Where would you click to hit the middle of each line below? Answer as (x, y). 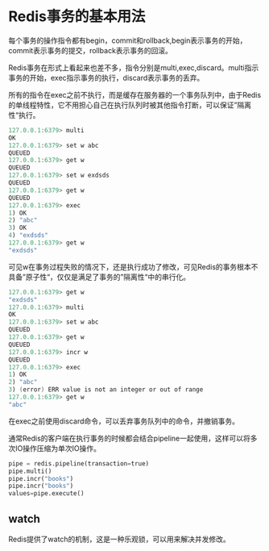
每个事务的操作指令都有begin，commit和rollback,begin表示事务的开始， (128, 40)
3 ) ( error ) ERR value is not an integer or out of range (106, 390)
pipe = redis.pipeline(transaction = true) (79, 463)
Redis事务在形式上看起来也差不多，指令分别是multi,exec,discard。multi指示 (134, 67)
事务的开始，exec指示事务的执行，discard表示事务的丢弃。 (106, 77)
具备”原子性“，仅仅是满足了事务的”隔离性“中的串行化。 (99, 277)
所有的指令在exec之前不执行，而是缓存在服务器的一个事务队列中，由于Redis (135, 94)
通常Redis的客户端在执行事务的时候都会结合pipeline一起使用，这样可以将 (130, 438)
